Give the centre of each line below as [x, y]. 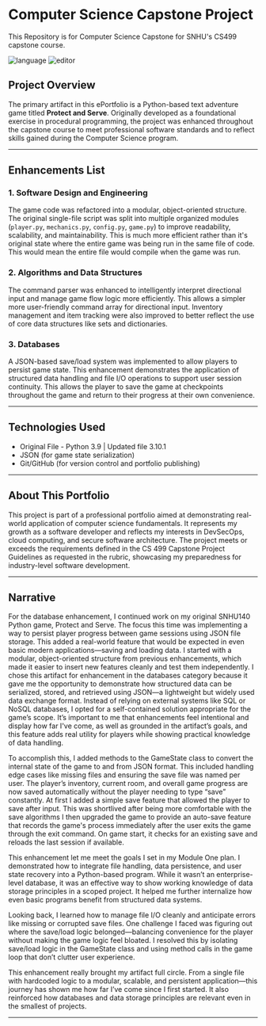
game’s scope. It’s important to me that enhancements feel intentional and [129, 718]
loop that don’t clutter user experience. [72, 957]
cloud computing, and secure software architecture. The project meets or [128, 540]
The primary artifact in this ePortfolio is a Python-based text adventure [123, 104]
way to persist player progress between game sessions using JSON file [125, 633]
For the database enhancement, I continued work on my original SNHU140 [129, 616]
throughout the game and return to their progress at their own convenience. [132, 395]
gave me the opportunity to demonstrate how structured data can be [120, 684]
